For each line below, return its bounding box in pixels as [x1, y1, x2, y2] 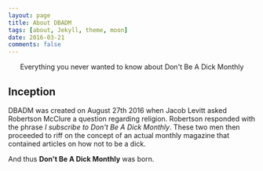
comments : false [8, 41, 61, 49]
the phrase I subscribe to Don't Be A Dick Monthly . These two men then [8, 122, 241, 132]
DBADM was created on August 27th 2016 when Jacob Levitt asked [8, 105, 228, 115]
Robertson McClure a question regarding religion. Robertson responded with [8, 114, 255, 123]
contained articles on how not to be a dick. [8, 139, 147, 148]
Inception [8, 85, 57, 98]
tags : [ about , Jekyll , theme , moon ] [8, 26, 128, 34]
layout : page [8, 11, 51, 20]
